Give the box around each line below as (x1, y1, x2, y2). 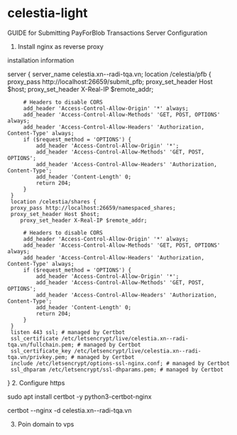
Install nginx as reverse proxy (17, 42, 104, 50)
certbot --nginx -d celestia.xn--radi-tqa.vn (7, 406, 132, 414)
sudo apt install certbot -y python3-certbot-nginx (7, 392, 152, 401)
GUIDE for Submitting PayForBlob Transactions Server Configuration (7, 28, 208, 37)
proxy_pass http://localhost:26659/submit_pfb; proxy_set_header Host (7, 77, 213, 86)
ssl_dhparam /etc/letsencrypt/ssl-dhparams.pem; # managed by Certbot (10, 366, 224, 373)
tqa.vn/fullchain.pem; (7, 341, 75, 348)
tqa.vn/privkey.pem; (7, 353, 69, 360)
